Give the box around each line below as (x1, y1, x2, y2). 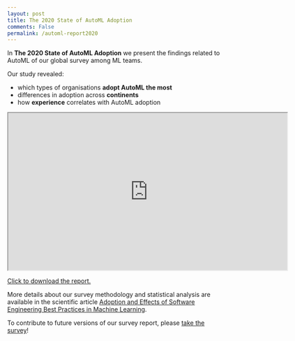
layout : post (7, 10, 45, 17)
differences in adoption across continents (17, 91, 139, 99)
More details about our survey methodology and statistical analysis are (7, 291, 211, 299)
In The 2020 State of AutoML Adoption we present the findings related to (7, 49, 220, 57)
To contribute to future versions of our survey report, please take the (7, 319, 205, 327)
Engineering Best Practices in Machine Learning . (7, 305, 147, 314)
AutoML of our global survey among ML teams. (7, 57, 143, 65)
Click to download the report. (7, 277, 91, 285)
